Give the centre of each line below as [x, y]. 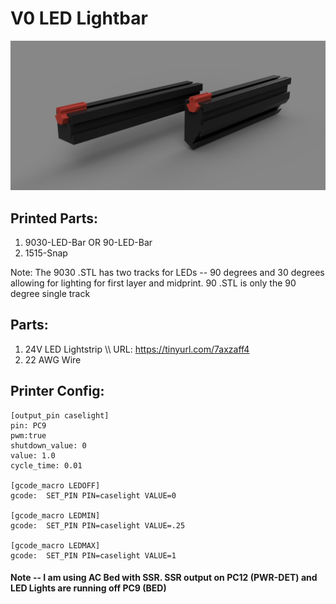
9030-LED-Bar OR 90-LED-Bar [88, 242]
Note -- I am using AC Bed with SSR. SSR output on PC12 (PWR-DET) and [164, 578]
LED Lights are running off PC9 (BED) [88, 588]
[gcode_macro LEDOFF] [55, 485]
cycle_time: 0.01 [46, 465]
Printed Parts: [54, 218]
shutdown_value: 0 [48, 445]
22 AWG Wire [53, 359]
